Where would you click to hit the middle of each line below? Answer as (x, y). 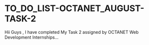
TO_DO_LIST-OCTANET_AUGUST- (74, 8)
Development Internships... (32, 37)
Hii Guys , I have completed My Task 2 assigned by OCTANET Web (72, 32)
